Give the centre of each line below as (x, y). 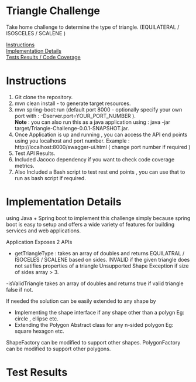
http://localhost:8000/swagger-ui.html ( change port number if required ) (102, 147)
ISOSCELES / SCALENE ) (36, 33)
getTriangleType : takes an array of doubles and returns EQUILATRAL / (99, 253)
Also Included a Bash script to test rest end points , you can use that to (100, 172)
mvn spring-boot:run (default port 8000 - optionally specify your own (98, 109)
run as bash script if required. (50, 178)
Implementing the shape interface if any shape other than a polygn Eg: (99, 312)
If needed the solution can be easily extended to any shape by (81, 301)
